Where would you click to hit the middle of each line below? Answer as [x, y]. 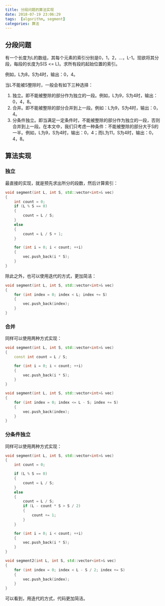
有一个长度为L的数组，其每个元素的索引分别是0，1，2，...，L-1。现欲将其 [80, 58]
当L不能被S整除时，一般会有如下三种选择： [49, 85]
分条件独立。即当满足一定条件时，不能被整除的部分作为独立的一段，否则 [86, 120]
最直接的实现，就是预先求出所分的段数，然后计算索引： [61, 183]
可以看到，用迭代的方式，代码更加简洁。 [46, 599]
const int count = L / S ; [41, 357]
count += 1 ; [44, 515]
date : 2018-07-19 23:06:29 [33, 14]
